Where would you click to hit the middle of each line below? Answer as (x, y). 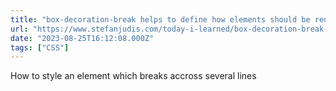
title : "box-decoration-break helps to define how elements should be (160, 19)
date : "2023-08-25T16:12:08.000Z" (82, 38)
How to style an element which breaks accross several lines (133, 76)
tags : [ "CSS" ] (40, 47)
